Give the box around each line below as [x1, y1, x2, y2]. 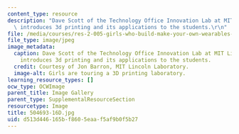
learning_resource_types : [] [7, 76, 94, 84]
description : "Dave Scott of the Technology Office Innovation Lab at [7, 17, 221, 24]
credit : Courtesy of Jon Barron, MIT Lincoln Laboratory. [14, 63, 190, 70]
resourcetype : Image [7, 103, 69, 110]
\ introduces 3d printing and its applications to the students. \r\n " [14, 23, 228, 30]
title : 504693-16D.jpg [7, 109, 75, 116]
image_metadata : [7, 43, 55, 50]
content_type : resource [7, 10, 78, 18]
